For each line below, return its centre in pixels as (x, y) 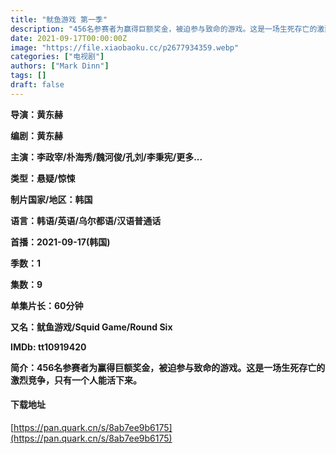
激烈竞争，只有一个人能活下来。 (76, 380)
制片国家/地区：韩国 (51, 199)
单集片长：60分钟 (47, 305)
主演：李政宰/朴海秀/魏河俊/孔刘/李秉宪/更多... (106, 157)
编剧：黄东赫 (36, 135)
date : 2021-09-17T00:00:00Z (69, 38)
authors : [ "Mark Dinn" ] (60, 66)
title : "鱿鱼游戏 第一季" (59, 19)
